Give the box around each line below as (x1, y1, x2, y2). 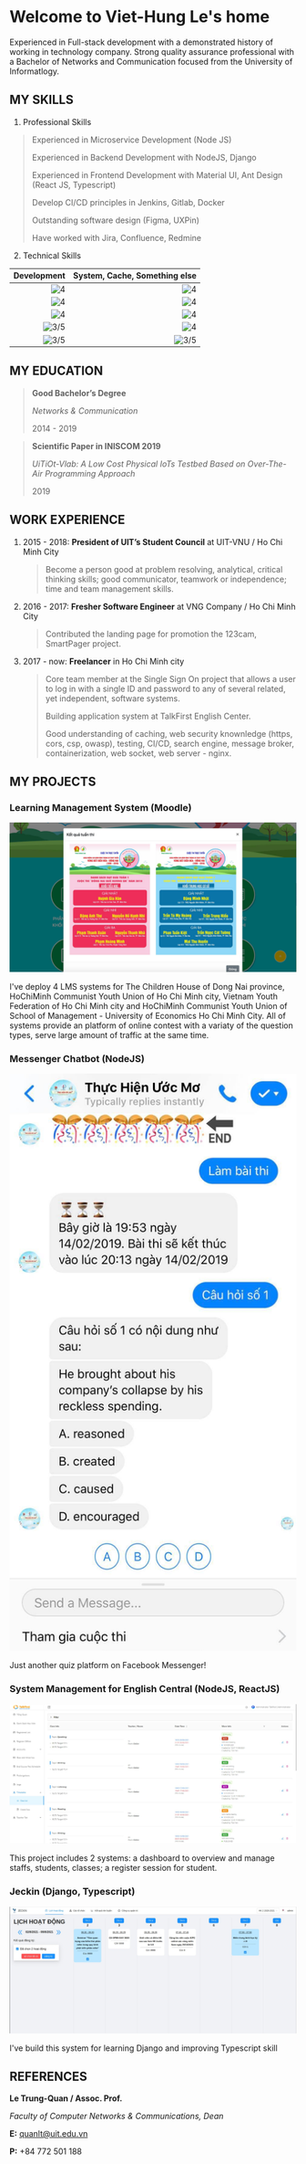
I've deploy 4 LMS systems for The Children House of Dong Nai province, (9, 982, 285, 993)
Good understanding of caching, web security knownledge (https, (45, 728, 293, 739)
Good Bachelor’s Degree (31, 387, 127, 398)
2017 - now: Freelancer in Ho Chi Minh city (22, 656, 185, 667)
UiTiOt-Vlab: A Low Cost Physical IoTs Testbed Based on (31, 458, 246, 469)
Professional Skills (22, 116, 92, 127)
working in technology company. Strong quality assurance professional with (9, 46, 294, 57)
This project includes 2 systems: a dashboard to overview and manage (9, 1853, 275, 1864)
